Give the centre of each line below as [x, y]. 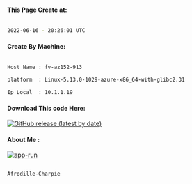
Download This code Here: [46, 108]
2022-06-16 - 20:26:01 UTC [46, 31]
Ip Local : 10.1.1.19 [40, 93]
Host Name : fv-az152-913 [45, 67]
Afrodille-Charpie [34, 174]
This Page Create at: [37, 10]
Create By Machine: [37, 46]
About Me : [24, 139]
